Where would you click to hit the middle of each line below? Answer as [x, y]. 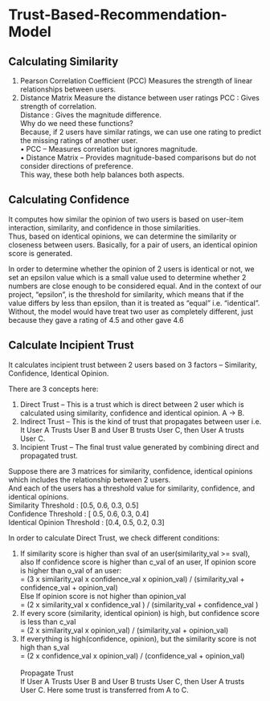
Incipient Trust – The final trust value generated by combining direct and [139, 446]
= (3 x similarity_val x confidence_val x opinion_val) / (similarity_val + [132, 579]
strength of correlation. [58, 106]
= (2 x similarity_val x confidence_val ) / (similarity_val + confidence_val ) [139, 605]
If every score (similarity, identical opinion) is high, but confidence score [139, 613]
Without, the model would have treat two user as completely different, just [131, 312]
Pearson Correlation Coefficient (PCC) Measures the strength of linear [136, 81]
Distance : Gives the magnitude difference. [91, 115]
